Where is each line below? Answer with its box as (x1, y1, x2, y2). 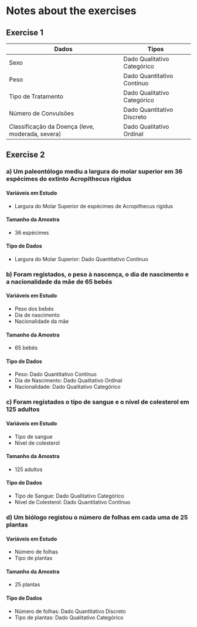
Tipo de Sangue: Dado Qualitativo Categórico (14, 492, 124, 499)
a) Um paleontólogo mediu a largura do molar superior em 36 (6, 168, 183, 176)
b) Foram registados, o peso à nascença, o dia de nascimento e (6, 270, 189, 278)
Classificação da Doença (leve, (9, 122, 95, 131)
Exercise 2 (6, 150, 45, 160)
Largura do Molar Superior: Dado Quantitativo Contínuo (14, 255, 148, 262)
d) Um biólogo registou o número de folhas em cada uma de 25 (6, 513, 188, 521)
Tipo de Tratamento (9, 92, 63, 101)
